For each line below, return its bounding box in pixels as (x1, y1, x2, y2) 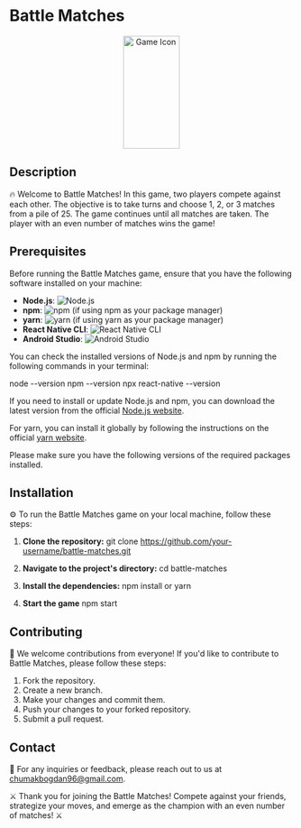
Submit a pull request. (22, 713, 105, 724)
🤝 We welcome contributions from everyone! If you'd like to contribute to (9, 649, 279, 659)
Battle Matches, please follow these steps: (9, 658, 167, 668)
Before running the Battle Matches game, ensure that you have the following (9, 268, 293, 279)
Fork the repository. (22, 676, 96, 686)
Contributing (9, 624, 83, 639)
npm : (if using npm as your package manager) (22, 304, 223, 316)
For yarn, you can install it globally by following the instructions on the (9, 422, 269, 433)
